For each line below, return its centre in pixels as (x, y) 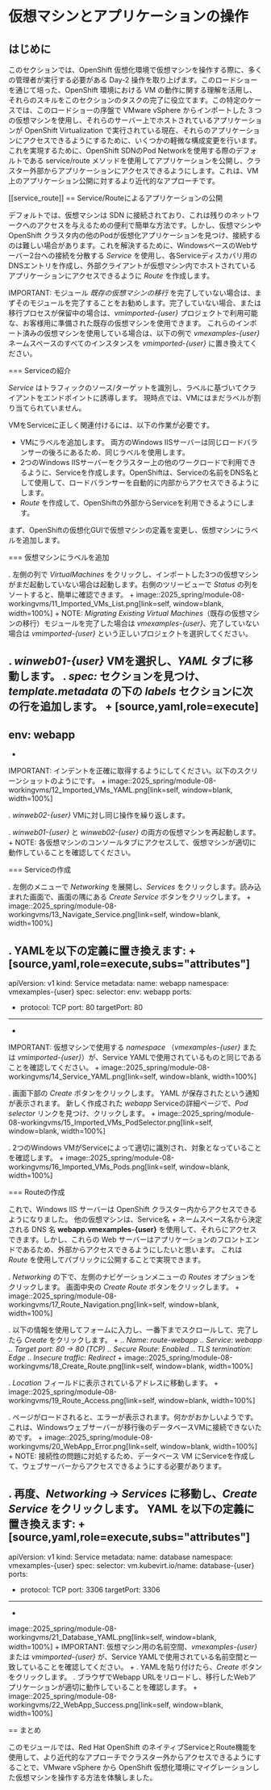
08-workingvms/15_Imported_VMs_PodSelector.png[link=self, (111, 1122)
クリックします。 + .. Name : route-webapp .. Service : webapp (159, 1340)
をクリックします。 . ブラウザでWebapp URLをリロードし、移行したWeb (129, 1677)
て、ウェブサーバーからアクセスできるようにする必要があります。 (117, 1466)
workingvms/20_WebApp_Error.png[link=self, (83, 1447)
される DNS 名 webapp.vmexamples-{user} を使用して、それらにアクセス (133, 1230)
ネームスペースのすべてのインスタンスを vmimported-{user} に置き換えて (129, 343)
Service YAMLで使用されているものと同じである (182, 1058)
